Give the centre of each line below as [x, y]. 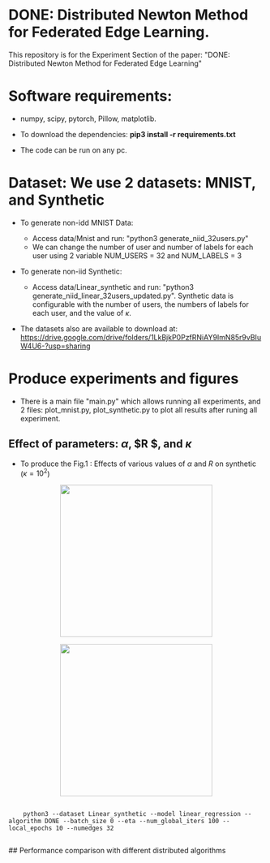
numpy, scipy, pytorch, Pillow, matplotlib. [88, 119]
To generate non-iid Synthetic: [71, 271]
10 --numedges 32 [85, 828]
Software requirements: [90, 96]
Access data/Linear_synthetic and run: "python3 [113, 287]
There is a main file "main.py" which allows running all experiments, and [140, 401]
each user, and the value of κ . [82, 313]
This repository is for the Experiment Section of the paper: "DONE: [120, 54]
